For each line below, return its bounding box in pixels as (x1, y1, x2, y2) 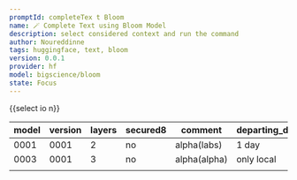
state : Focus (9, 79, 57, 87)
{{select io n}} (9, 102, 60, 113)
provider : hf (9, 63, 57, 71)
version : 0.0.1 (9, 54, 65, 63)
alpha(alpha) (175, 153, 228, 165)
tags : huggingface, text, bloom (9, 46, 128, 55)
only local (236, 153, 277, 165)
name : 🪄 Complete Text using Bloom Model (9, 21, 166, 30)
